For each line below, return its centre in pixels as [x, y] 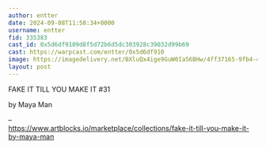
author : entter [33, 15]
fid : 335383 [28, 37]
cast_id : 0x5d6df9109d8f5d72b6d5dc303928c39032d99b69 [99, 45]
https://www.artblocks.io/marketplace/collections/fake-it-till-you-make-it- [129, 128]
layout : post [30, 67]
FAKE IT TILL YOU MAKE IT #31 [59, 89]
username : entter [37, 30]
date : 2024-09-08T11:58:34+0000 [61, 23]
